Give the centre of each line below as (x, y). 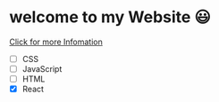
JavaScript (42, 69)
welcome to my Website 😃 (110, 17)
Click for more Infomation (56, 42)
